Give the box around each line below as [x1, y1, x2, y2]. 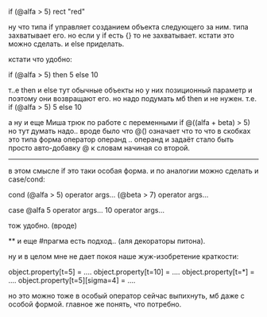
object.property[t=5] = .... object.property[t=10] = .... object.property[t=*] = [8, 267, 255, 276]
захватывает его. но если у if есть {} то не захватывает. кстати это [8, 31, 234, 40]
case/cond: [8, 174, 45, 184]
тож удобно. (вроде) [8, 221, 78, 230]
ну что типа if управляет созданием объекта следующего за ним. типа [8, 22, 249, 31]
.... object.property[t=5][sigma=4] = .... [8, 276, 136, 285]
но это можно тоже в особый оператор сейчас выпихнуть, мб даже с [8, 291, 245, 300]
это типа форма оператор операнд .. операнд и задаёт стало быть [8, 135, 234, 144]
